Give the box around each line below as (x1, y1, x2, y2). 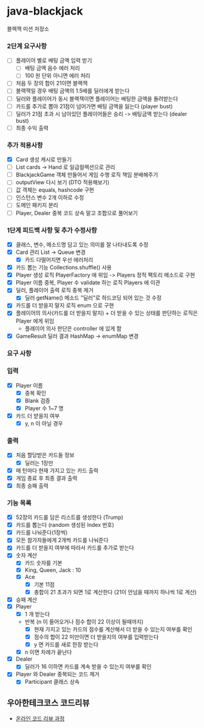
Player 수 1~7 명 (24, 404, 64, 411)
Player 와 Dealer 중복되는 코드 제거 (15, 670, 100, 678)
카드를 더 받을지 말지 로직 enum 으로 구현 (15, 302, 114, 309)
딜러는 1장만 (24, 459, 53, 466)
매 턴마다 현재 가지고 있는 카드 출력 (15, 467, 99, 474)
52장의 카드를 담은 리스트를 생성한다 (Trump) (15, 513, 124, 521)
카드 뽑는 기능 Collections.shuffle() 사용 (15, 264, 112, 271)
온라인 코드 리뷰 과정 (15, 715, 65, 723)
